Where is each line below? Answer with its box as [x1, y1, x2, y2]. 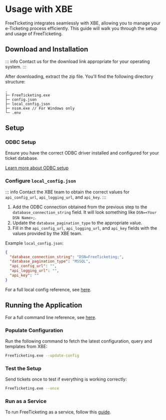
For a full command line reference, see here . [5, 314, 96, 320]
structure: [5, 78, 25, 84]
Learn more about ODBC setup [5, 165, 69, 171]
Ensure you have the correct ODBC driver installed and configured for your [5, 150, 159, 156]
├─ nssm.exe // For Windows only [5, 106, 75, 111]
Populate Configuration [5, 327, 63, 334]
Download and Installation [5, 45, 88, 53]
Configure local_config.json [5, 177, 76, 184]
